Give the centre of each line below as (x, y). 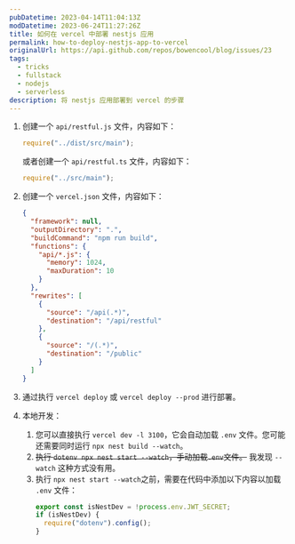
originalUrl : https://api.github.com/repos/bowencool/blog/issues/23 (141, 51)
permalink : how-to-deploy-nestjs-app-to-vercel (99, 42)
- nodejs (33, 84)
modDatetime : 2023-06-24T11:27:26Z (75, 26)
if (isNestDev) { (68, 515)
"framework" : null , (67, 221)
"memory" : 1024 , (76, 263)
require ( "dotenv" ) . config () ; (97, 524)
